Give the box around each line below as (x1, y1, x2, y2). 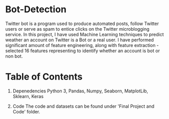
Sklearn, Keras (12, 93, 44, 99)
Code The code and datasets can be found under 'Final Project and (12, 103, 155, 109)
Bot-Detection (5, 4, 67, 15)
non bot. (5, 53, 23, 59)
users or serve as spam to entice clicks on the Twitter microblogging (5, 26, 150, 32)
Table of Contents (5, 71, 83, 83)
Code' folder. (12, 108, 40, 114)
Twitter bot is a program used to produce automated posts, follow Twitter (5, 20, 159, 27)
